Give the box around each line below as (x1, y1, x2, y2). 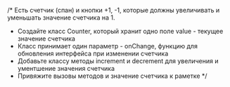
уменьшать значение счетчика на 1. (7, 13, 115, 22)
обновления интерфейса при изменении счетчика (17, 49, 169, 58)
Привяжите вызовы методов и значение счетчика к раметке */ (17, 72, 207, 80)
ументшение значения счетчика (17, 65, 115, 72)
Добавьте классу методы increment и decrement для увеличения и (17, 57, 219, 65)
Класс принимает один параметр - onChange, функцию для (17, 42, 198, 50)
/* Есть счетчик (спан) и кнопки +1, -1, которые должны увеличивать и (7, 6, 220, 14)
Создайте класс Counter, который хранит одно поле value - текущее (17, 27, 224, 35)
